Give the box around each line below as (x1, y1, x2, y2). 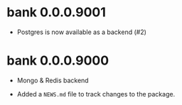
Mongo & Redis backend (16, 76, 90, 84)
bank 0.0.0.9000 (6, 52, 109, 69)
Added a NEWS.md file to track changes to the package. (16, 89, 176, 98)
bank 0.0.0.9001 (6, 4, 106, 21)
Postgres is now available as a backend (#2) (16, 28, 147, 36)
